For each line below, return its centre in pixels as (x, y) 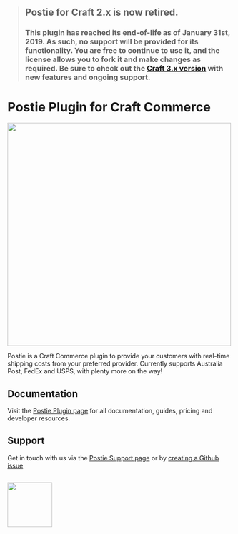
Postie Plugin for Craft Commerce (109, 107)
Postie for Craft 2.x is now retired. (101, 12)
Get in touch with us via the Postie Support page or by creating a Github (113, 458)
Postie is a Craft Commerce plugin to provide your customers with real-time (119, 356)
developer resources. (39, 418)
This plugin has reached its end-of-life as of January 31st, (128, 33)
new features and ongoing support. (88, 77)
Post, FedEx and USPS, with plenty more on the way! (85, 371)
